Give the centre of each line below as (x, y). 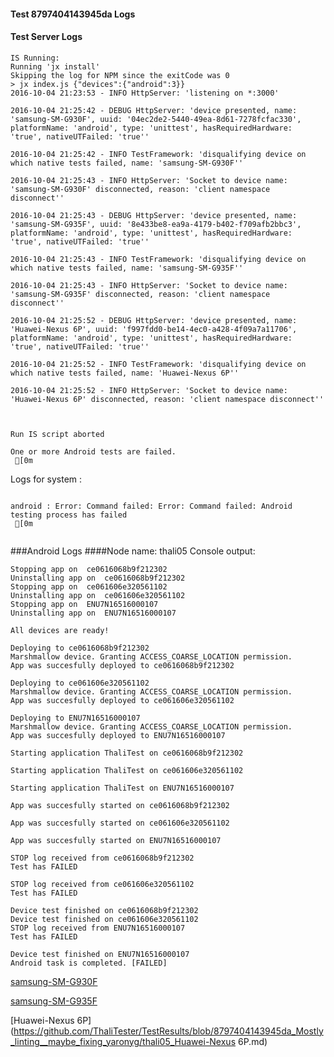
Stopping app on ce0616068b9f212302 (89, 569)
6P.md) (252, 1041)
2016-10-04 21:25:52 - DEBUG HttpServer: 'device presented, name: (154, 320)
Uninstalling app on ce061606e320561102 (98, 595)
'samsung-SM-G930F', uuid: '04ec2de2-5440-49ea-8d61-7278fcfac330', (156, 119)
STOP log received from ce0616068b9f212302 (102, 858)
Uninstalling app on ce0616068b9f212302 (98, 578)
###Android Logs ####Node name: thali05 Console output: (133, 551)
